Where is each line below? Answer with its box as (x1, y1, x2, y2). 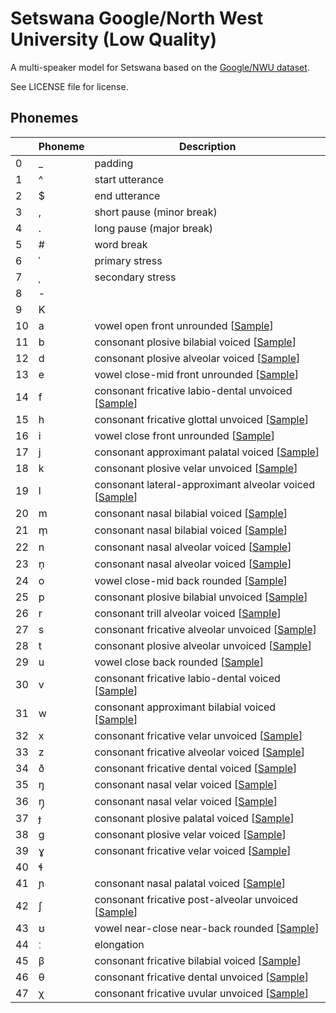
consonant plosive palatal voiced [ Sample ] (94, 811, 295, 825)
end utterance (94, 188, 161, 202)
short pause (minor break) (94, 205, 218, 219)
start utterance (94, 172, 165, 186)
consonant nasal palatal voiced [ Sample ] (94, 876, 286, 890)
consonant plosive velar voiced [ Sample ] (94, 827, 287, 841)
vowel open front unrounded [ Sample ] (94, 318, 274, 332)
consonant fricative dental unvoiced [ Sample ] (94, 970, 310, 984)
